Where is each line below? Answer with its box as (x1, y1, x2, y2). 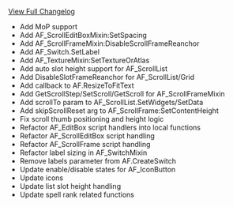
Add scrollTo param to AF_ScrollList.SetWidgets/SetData (19, 98, 204, 107)
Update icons (19, 173, 64, 183)
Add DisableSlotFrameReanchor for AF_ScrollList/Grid (19, 73, 195, 81)
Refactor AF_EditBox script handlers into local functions (19, 122, 201, 132)
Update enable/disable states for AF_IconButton (19, 165, 176, 174)
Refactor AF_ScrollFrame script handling (19, 140, 151, 149)
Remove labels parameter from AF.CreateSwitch (19, 156, 176, 165)
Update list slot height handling (19, 182, 121, 190)
